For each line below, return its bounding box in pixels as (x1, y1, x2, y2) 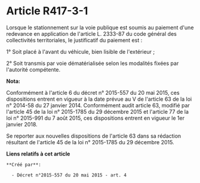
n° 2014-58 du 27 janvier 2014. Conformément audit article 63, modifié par (6, 101, 190, 108)
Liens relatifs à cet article (6, 150, 70, 157)
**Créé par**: (6, 162, 42, 168)
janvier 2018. (6, 120, 38, 128)
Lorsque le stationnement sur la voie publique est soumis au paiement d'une (6, 24, 194, 31)
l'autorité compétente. (6, 66, 61, 73)
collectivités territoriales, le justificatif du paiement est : (6, 36, 143, 44)
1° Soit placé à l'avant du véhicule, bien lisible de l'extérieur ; (6, 48, 155, 55)
